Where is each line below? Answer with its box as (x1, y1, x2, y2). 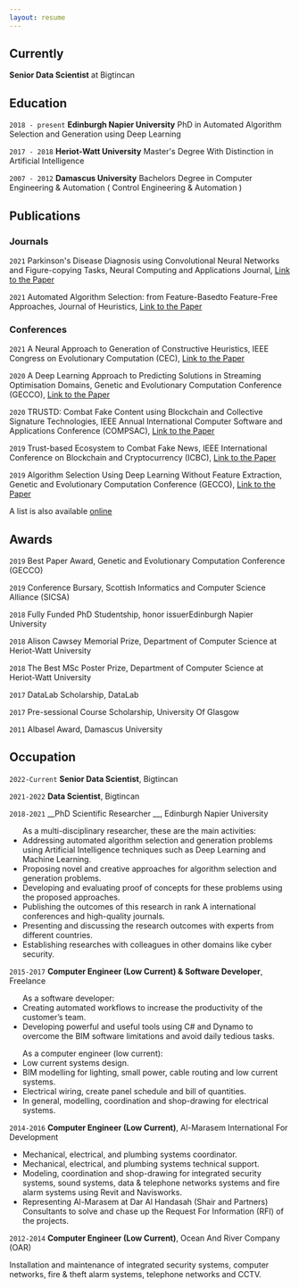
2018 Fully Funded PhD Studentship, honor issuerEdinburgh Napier (9, 609, 253, 620)
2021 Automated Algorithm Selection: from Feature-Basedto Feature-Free (9, 291, 278, 302)
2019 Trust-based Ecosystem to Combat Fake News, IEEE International (9, 443, 268, 453)
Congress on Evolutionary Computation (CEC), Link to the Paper (9, 353, 245, 364)
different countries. (21, 929, 94, 940)
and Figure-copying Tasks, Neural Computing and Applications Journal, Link (9, 264, 290, 275)
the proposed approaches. (21, 892, 120, 902)
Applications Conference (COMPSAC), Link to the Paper (9, 426, 215, 436)
